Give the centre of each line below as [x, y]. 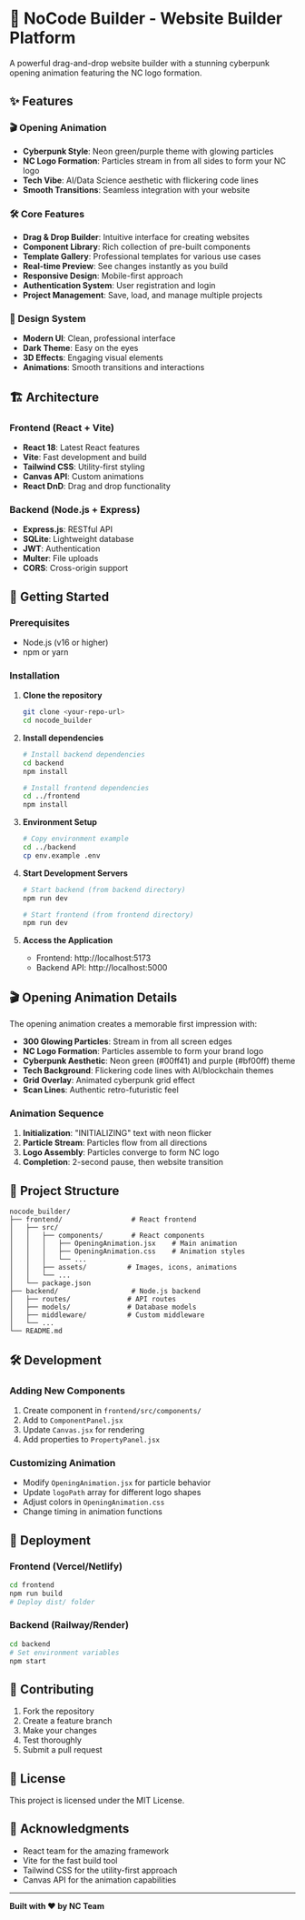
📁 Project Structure [64, 1191]
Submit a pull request [62, 1750]
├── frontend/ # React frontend [103, 1220]
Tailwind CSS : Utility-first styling [84, 467]
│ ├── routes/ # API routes [93, 1300]
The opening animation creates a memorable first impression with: [133, 1024]
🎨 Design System [48, 318]
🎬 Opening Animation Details [93, 997]
